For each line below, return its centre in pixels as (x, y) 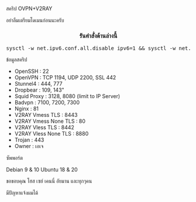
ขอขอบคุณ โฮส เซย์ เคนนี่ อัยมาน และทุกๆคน (49, 181)
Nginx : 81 (27, 109)
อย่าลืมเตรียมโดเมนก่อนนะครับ (35, 20)
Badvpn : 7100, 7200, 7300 (47, 103)
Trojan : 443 (29, 140)
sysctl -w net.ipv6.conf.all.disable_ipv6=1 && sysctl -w (91, 48)
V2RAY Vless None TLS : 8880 (51, 134)
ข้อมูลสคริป (17, 60)
